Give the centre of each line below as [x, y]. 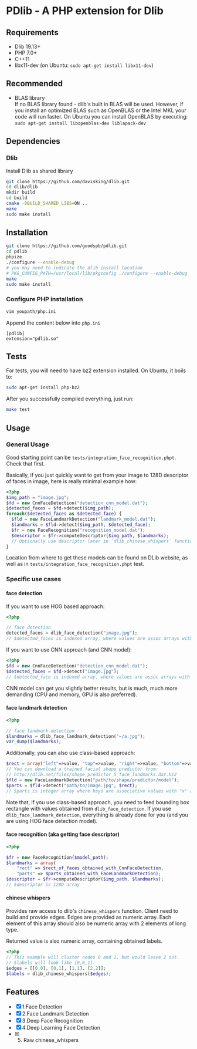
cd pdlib [17, 252]
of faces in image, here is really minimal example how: [72, 481]
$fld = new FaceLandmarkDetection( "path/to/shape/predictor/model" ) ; [93, 780]
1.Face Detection [42, 1007]
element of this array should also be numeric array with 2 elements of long [96, 923]
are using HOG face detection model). [52, 821]
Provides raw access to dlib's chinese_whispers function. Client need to [92, 911]
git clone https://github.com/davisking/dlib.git [68, 181]
